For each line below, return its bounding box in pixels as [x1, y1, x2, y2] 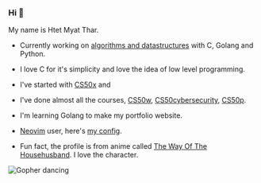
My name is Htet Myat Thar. [8, 25, 99, 35]
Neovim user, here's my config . [19, 127, 122, 136]
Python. [19, 49, 46, 59]
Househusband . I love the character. [19, 150, 139, 160]
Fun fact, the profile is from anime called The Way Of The [19, 142, 208, 151]
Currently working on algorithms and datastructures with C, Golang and [19, 41, 254, 50]
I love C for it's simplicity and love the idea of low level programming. [19, 64, 246, 74]
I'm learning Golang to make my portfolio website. [19, 111, 182, 120]
